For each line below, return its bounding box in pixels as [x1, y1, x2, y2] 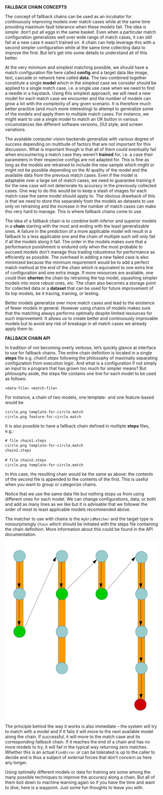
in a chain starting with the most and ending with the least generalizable [5, 223, 149, 229]
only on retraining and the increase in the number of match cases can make [5, 203, 156, 209]
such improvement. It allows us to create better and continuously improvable [5, 315, 158, 321]
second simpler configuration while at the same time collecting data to [5, 45, 146, 50]
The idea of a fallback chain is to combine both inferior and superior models [5, 218, 157, 224]
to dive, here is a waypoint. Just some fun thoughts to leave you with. [5, 784, 144, 790]
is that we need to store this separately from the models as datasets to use [5, 198, 154, 204]
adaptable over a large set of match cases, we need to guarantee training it [5, 177, 155, 183]
